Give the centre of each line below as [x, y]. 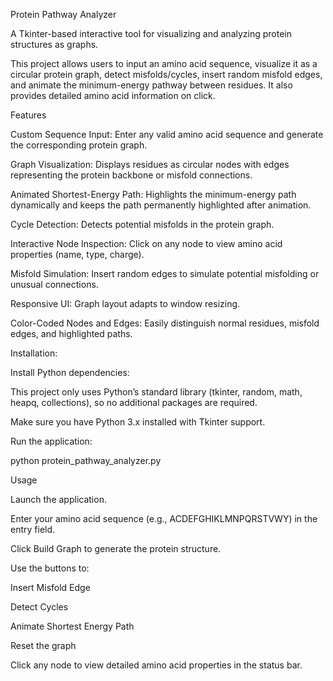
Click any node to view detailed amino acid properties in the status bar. [156, 665]
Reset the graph [43, 645]
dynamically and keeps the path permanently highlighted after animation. [161, 205]
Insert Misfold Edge [50, 587]
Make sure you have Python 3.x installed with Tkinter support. [138, 422]
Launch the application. [58, 499]
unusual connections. [54, 284]
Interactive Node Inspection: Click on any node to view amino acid [146, 243]
